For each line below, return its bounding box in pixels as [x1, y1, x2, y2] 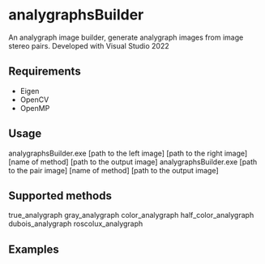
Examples [8, 242, 59, 256]
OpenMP [19, 103, 50, 113]
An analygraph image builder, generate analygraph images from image [8, 32, 244, 42]
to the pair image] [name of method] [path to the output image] [8, 165, 219, 175]
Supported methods [8, 189, 112, 202]
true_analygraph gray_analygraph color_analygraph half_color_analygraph [8, 211, 254, 220]
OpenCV [19, 95, 49, 104]
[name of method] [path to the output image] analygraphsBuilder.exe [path [8, 156, 258, 167]
